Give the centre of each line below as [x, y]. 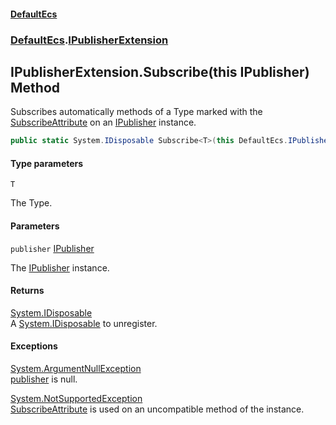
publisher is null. [44, 379]
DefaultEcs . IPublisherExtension [89, 40]
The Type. [31, 203]
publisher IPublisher [52, 248]
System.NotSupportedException [76, 399]
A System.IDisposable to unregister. [84, 323]
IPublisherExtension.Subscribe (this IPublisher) [160, 71]
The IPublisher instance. [60, 267]
